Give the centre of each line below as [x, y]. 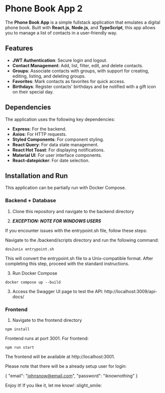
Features [19, 48]
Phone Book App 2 [44, 9]
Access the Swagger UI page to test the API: [58, 291]
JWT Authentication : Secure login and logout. [60, 60]
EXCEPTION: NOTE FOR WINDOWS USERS [57, 221]
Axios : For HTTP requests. [39, 134]
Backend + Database [30, 201]
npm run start [20, 347]
